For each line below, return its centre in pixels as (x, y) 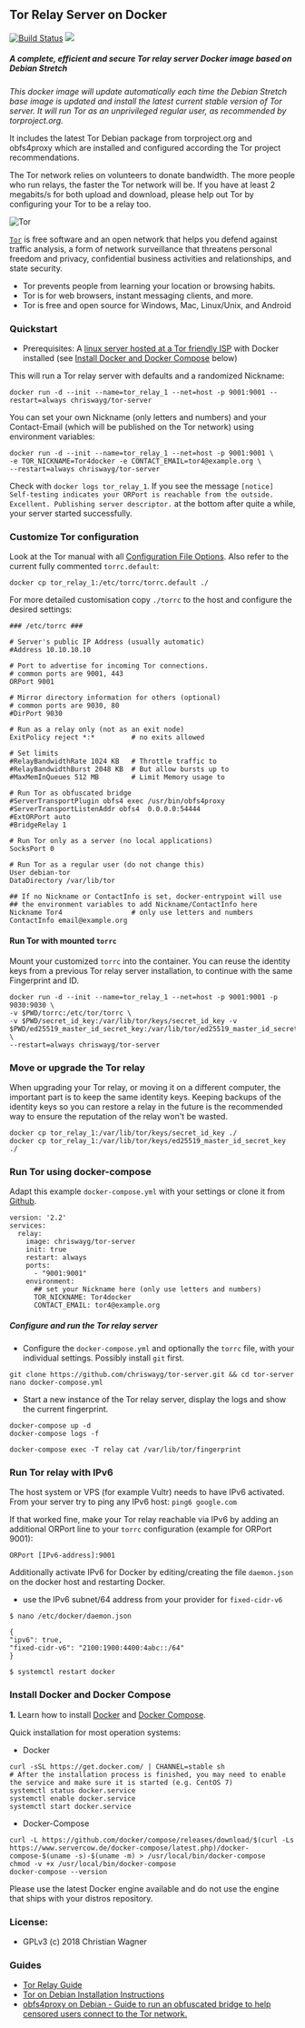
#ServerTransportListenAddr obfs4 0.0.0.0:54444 (105, 809)
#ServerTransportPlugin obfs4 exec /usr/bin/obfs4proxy (117, 801)
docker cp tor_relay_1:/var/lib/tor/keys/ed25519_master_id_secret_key (148, 1140)
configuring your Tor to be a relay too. (80, 204)
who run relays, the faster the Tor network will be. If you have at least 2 (143, 185)
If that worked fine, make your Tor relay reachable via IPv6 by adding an (144, 1520)
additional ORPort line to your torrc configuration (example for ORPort (141, 1529)
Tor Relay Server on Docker (89, 15)
